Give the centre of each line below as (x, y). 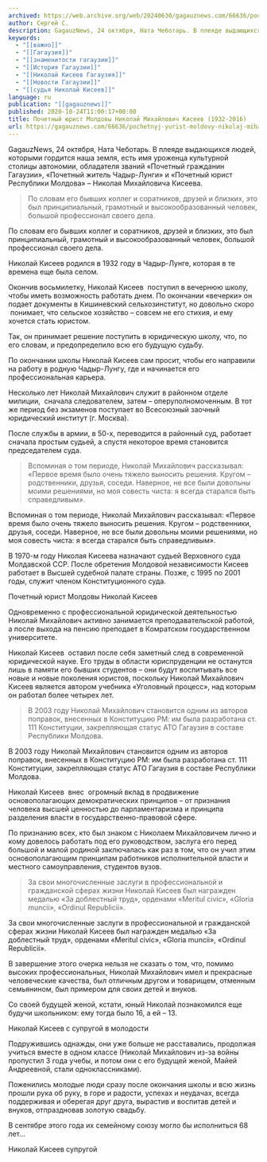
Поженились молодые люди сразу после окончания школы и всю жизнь (132, 1084)
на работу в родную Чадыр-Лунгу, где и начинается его (104, 368)
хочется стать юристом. (49, 321)
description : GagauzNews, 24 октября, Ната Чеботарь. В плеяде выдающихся (135, 30)
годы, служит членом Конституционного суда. (87, 581)
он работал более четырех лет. (61, 695)
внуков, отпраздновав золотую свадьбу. (77, 1109)
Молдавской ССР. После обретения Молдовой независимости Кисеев (128, 564)
